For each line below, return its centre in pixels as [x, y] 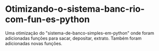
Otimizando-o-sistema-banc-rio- [75, 9]
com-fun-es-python [47, 19]
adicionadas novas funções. [34, 43]
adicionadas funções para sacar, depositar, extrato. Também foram [73, 38]
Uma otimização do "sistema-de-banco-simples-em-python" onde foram [80, 33]
